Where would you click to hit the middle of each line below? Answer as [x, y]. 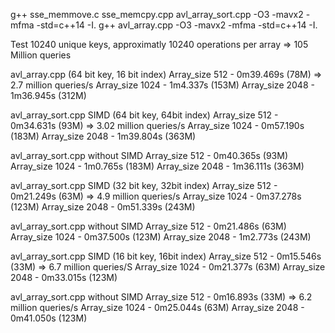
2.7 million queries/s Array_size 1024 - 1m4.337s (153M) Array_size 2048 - [162, 85]
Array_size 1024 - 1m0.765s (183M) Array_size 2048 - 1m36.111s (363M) [157, 166]
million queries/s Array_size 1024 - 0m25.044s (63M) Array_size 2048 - [157, 307]
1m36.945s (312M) [48, 95]
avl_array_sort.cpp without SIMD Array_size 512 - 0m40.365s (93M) [149, 155]
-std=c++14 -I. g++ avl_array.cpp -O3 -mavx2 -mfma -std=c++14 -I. [177, 25]
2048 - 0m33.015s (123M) [64, 277]
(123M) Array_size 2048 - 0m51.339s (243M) [103, 207]
